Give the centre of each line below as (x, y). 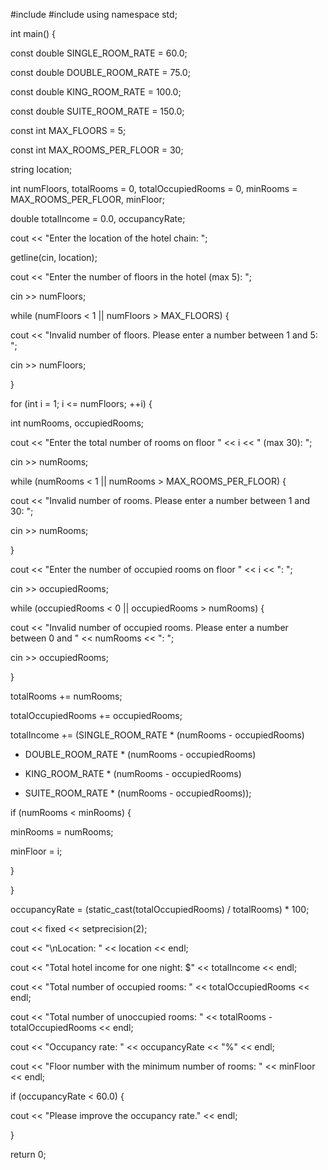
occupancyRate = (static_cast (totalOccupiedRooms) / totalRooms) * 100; (160, 909)
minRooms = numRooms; (62, 832)
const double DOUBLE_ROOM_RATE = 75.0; (100, 72)
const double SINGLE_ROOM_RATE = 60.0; (99, 53)
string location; (41, 169)
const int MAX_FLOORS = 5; (68, 130)
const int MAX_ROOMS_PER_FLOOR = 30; (97, 150)
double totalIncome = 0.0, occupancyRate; (98, 218)
